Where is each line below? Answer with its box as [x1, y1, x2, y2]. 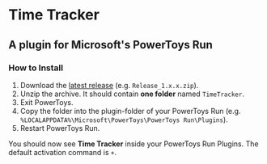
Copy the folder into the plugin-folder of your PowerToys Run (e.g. [19, 106, 241, 116]
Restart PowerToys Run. [19, 123, 100, 132]
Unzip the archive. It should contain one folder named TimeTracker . [19, 89, 245, 99]
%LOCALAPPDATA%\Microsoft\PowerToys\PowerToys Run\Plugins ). [19, 115, 228, 124]
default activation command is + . [8, 147, 117, 157]
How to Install [8, 62, 63, 74]
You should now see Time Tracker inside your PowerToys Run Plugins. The [8, 139, 259, 149]
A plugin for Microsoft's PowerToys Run [8, 38, 213, 52]
